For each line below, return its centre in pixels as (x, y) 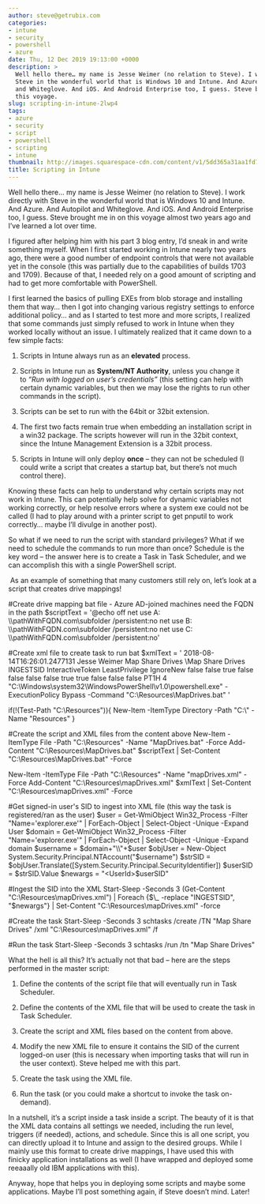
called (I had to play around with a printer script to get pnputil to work (121, 516)
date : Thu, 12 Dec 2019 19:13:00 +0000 (74, 60)
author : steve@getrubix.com (54, 15)
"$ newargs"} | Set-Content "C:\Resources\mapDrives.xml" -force (114, 906)
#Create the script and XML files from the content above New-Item (117, 734)
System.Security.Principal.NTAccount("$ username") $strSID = (110, 857)
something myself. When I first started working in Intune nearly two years (127, 249)
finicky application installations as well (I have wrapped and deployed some (131, 1159)
